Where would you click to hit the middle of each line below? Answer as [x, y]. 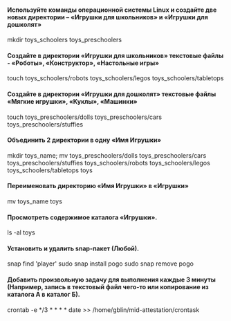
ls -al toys [21, 232]
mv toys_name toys [35, 201]
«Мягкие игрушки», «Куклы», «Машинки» [73, 101]
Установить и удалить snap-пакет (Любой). [73, 248]
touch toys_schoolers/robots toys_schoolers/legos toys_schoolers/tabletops [115, 78]
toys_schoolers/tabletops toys [50, 170]
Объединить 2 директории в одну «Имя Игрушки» [84, 140]
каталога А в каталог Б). [44, 295]
